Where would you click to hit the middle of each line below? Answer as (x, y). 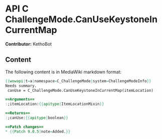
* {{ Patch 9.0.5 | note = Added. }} (38, 131)
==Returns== (18, 113)
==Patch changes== (24, 127)
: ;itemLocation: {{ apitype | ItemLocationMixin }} (55, 104)
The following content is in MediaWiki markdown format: (63, 72)
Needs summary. (21, 86)
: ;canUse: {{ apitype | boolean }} (37, 118)
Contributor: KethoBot (29, 44)
